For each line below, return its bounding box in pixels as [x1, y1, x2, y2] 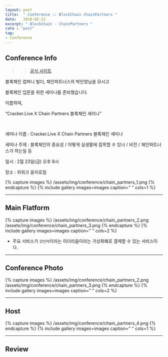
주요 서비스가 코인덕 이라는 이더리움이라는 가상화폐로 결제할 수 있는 [12, 238, 140, 244]
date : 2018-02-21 [5, 17, 46, 22]
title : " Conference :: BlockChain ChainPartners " [5, 12, 117, 17]
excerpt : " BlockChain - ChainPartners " [5, 21, 93, 27]
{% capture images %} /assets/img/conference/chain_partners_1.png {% [5, 179, 155, 185]
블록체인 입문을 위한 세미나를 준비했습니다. [5, 89, 88, 95]
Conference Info [5, 54, 57, 63]
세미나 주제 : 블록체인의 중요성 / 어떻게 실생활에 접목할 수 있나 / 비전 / [5, 141, 140, 147]
